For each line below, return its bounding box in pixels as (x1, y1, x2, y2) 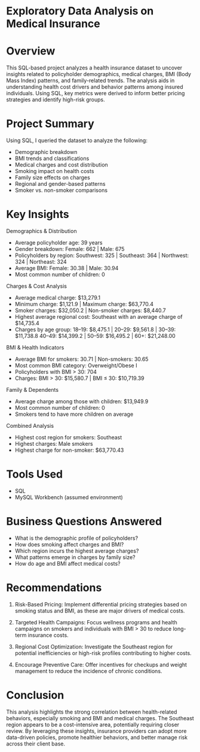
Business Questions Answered (6, 515, 162, 528)
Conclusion (6, 688, 64, 702)
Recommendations (6, 581, 102, 594)
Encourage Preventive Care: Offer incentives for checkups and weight (14, 661, 187, 668)
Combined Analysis (6, 422, 54, 429)
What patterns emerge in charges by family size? (14, 553, 136, 561)
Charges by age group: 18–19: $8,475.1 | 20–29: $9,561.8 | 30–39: (14, 326, 176, 333)
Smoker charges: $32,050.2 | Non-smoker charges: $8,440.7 (14, 307, 166, 314)
